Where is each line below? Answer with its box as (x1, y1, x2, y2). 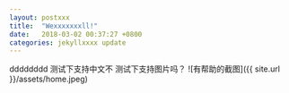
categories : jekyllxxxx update (9, 38, 127, 47)
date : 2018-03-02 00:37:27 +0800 (9, 30, 143, 38)
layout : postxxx (9, 13, 70, 22)
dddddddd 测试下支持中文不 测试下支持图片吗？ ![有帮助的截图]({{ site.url (9, 63, 281, 74)
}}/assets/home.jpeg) (9, 73, 88, 85)
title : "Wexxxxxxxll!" (9, 21, 99, 30)
